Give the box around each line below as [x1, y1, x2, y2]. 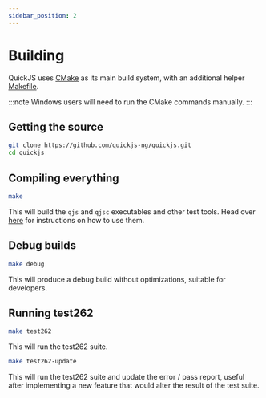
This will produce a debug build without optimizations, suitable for [8, 274, 226, 284]
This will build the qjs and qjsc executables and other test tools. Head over [8, 206, 256, 217]
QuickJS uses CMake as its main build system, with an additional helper [8, 73, 245, 83]
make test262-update [8, 358, 78, 366]
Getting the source [8, 120, 104, 133]
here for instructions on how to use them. [8, 215, 145, 225]
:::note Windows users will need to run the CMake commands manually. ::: [8, 97, 252, 107]
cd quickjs [8, 149, 45, 157]
